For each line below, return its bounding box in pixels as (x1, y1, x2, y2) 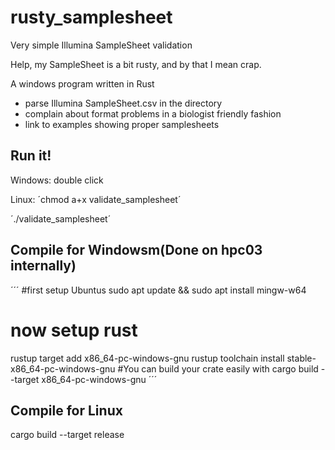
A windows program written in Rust (10, 77, 155, 90)
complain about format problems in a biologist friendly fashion (24, 107, 282, 120)
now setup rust (10, 319, 138, 341)
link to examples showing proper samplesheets (24, 118, 220, 130)
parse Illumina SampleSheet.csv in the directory (24, 97, 223, 109)
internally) (10, 257, 77, 275)
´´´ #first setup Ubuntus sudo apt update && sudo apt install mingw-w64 (10, 284, 307, 296)
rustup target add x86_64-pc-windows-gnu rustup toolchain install (10, 352, 285, 364)
